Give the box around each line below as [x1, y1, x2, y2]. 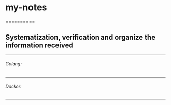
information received [5, 41, 73, 50]
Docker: [5, 83, 22, 89]
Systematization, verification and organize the [5, 33, 156, 42]
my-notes [5, 2, 47, 13]
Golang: [5, 61, 22, 67]
